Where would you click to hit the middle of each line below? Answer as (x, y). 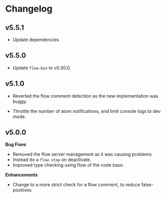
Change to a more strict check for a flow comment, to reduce (76, 185)
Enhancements (22, 175)
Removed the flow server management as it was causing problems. (83, 154)
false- (147, 185)
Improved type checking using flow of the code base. (68, 165)
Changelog (29, 9)
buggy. (20, 101)
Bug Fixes (16, 144)
